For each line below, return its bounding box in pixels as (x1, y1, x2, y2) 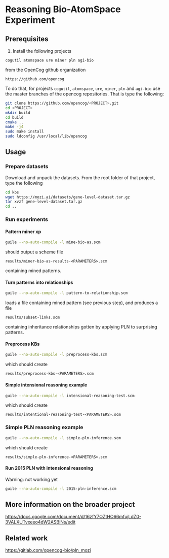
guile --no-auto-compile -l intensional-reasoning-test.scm (5, 393, 135, 398)
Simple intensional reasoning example (5, 382, 88, 388)
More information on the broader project (5, 500, 135, 509)
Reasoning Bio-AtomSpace (5, 4, 121, 15)
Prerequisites (5, 35, 49, 43)
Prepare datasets (5, 163, 49, 170)
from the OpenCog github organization (5, 67, 86, 73)
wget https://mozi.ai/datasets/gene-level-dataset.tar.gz (5, 194, 130, 200)
